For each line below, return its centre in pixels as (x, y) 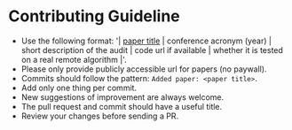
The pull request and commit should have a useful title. (122, 106)
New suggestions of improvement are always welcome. (122, 97)
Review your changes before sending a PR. (100, 116)
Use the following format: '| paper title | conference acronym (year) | (146, 41)
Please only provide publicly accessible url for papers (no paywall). (144, 69)
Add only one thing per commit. (79, 88)
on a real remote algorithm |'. (74, 59)
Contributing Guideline (95, 16)
